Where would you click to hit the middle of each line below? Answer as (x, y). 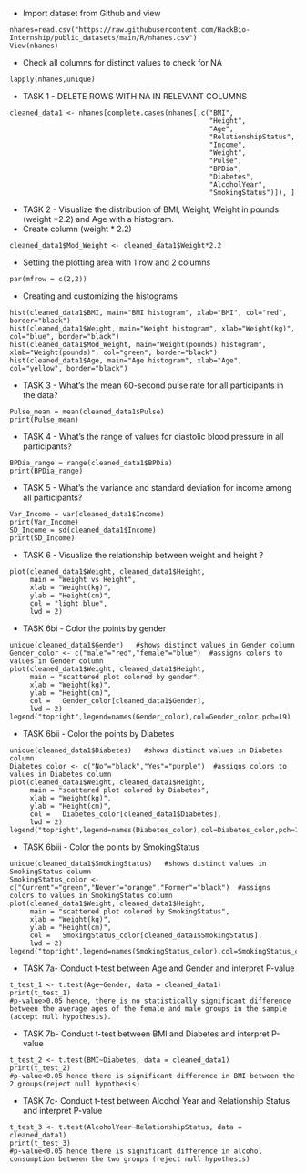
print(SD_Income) (42, 538)
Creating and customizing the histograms (100, 296)
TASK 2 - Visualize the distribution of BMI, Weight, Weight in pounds (151, 209)
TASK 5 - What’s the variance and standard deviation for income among (157, 488)
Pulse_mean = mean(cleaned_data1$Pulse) (87, 412)
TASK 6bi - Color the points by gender (94, 628)
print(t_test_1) (40, 993)
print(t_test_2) (40, 1068)
